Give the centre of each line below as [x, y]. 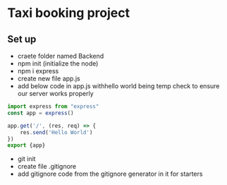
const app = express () [41, 113]
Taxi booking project [69, 13]
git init [26, 159]
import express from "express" [53, 107]
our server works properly [55, 94]
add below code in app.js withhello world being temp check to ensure [118, 86]
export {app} [26, 145]
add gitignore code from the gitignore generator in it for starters [110, 174]
